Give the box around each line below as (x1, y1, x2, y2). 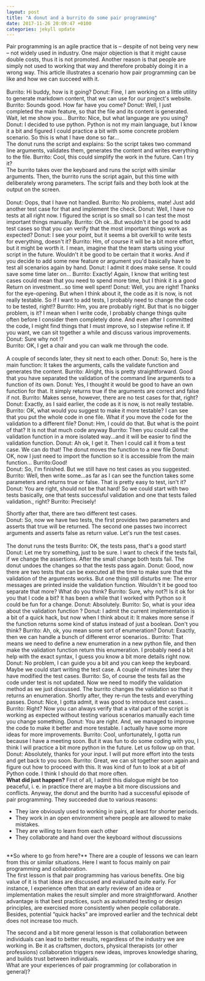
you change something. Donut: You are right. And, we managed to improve (6, 718, 195, 725)
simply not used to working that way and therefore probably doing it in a (6, 62, 188, 70)
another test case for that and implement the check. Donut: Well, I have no (6, 206, 194, 213)
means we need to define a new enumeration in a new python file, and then (6, 640, 196, 647)
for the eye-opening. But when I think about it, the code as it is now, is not (6, 290, 193, 297)
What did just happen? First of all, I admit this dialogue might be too (6, 777, 179, 784)
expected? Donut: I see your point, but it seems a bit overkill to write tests (6, 231, 192, 239)
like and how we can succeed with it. (6, 75, 100, 83)
